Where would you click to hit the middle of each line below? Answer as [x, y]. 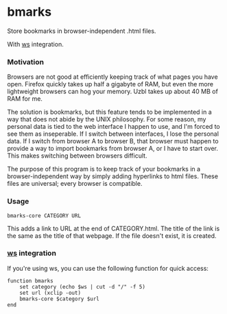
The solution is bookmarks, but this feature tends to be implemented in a [110, 112]
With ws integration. [35, 44]
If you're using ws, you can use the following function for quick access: [108, 268]
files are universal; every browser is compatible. [75, 184]
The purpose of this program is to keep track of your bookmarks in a [104, 169]
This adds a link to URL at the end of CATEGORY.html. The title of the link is [113, 228]
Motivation [26, 62]
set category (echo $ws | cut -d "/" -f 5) [83, 287]
